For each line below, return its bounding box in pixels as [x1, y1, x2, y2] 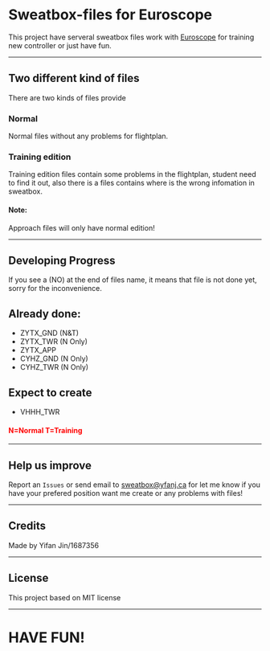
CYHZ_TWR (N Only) [19, 362, 89, 372]
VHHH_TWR [19, 407, 60, 416]
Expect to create [8, 386, 92, 399]
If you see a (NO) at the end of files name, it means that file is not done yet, [8, 275, 257, 285]
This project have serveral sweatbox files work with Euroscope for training [8, 32, 255, 42]
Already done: [8, 307, 82, 321]
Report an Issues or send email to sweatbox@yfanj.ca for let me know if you [8, 480, 261, 489]
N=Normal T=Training [8, 425, 83, 435]
